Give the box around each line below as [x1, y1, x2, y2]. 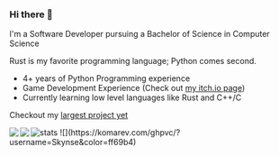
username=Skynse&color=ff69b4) [9, 137, 137, 148]
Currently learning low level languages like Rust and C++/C [22, 92, 242, 103]
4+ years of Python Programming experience [22, 73, 191, 84]
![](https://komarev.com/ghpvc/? [59, 127, 181, 138]
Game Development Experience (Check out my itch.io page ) [22, 83, 246, 94]
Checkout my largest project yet [9, 110, 129, 121]
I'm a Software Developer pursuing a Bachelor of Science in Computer [9, 29, 270, 40]
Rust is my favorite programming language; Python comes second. [9, 56, 256, 67]
